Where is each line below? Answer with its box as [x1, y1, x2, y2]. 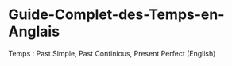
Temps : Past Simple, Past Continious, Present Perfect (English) [8, 49, 216, 58]
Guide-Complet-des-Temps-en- [8, 6, 225, 24]
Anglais [8, 22, 60, 41]
